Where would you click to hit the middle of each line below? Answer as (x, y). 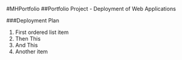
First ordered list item (42, 32)
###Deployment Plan (33, 20)
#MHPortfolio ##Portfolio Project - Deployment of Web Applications (91, 9)
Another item (31, 52)
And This (26, 45)
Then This (28, 38)
